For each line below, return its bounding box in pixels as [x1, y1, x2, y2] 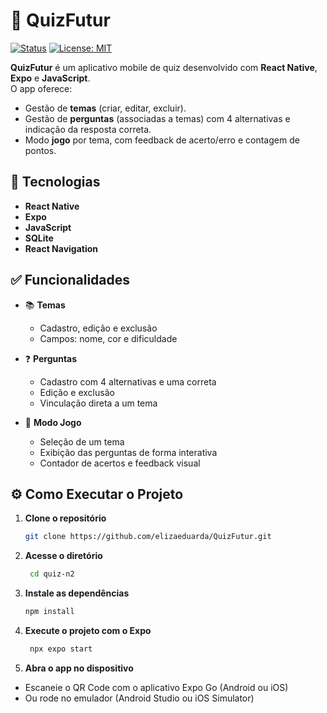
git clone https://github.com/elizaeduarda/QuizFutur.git [24, 532, 272, 542]
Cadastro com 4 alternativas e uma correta [39, 375, 217, 388]
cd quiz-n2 [29, 569, 75, 579]
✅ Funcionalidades [10, 272, 131, 289]
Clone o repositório [24, 512, 107, 524]
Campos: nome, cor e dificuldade [39, 332, 178, 344]
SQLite [24, 232, 54, 244]
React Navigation [24, 242, 99, 254]
